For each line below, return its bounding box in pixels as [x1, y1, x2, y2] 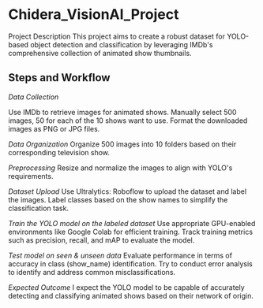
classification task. [8, 203, 70, 213]
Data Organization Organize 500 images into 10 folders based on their [8, 139, 237, 149]
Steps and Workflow [8, 71, 111, 84]
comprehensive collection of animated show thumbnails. [8, 48, 192, 58]
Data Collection [8, 92, 59, 102]
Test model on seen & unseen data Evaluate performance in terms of [8, 250, 233, 260]
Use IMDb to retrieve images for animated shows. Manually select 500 [8, 107, 237, 117]
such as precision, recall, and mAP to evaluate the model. [8, 235, 195, 245]
